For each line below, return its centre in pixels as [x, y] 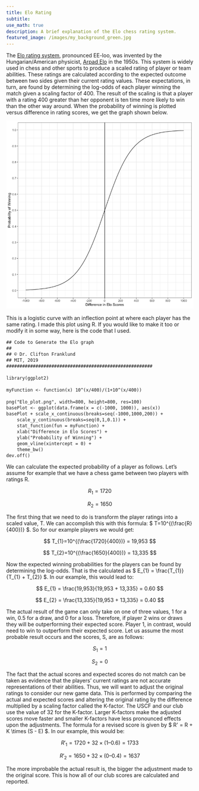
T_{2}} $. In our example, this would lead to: [80, 577]
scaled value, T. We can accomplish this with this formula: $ [80, 523]
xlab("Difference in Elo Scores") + [62, 432]
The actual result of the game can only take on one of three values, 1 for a [97, 612]
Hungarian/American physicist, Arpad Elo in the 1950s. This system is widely [100, 62]
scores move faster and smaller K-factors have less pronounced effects [94, 719]
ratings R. [18, 479]
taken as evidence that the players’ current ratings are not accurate [89, 681]
